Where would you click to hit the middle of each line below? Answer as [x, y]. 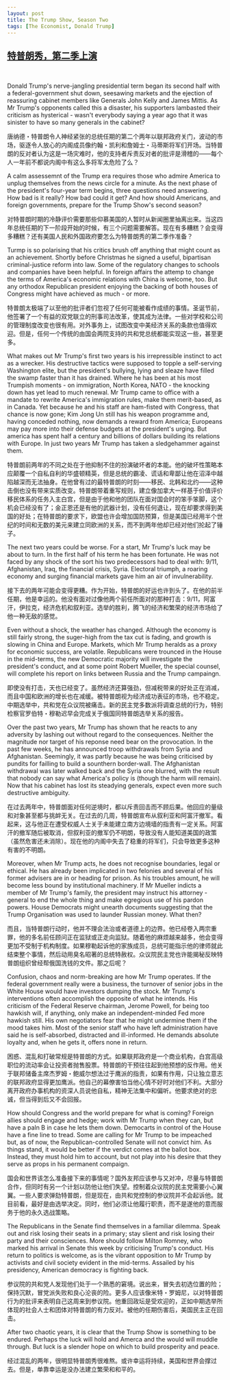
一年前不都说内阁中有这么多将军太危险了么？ [76, 163]
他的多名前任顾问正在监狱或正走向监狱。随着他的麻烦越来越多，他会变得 [121, 938]
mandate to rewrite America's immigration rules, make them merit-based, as [115, 400]
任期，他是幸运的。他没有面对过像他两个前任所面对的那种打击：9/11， [105, 599]
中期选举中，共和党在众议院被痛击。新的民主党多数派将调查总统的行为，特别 [115, 705]
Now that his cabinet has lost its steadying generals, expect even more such [115, 785]
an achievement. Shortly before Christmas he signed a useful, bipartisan [109, 257]
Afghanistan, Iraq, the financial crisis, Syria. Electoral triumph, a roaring [107, 569]
